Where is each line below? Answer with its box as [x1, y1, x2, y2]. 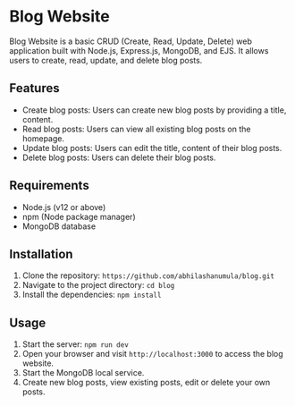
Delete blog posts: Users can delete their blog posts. [21, 152, 216, 163]
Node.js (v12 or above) [21, 201, 106, 212]
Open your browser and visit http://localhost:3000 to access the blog [21, 349, 283, 359]
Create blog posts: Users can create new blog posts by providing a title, [21, 105, 287, 115]
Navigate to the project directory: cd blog [21, 280, 175, 291]
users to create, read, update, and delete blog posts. [9, 55, 203, 65]
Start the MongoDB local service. [21, 368, 145, 378]
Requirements [9, 178, 89, 193]
